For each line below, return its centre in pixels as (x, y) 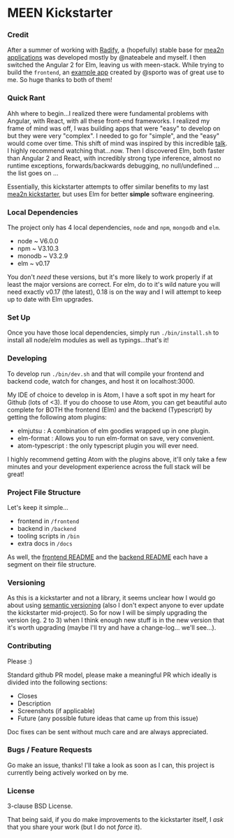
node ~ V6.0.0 (38, 241)
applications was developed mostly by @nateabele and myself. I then (107, 58)
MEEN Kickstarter (60, 13)
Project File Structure (44, 492)
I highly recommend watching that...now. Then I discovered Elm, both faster (116, 150)
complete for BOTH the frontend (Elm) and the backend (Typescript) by (110, 410)
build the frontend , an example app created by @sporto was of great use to (116, 72)
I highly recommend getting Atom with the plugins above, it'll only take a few (117, 459)
